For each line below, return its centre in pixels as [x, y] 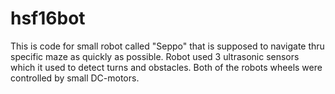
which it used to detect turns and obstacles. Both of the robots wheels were [166, 67]
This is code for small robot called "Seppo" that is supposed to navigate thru [167, 46]
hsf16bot [48, 18]
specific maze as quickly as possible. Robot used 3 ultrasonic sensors [155, 56]
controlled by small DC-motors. [75, 78]
